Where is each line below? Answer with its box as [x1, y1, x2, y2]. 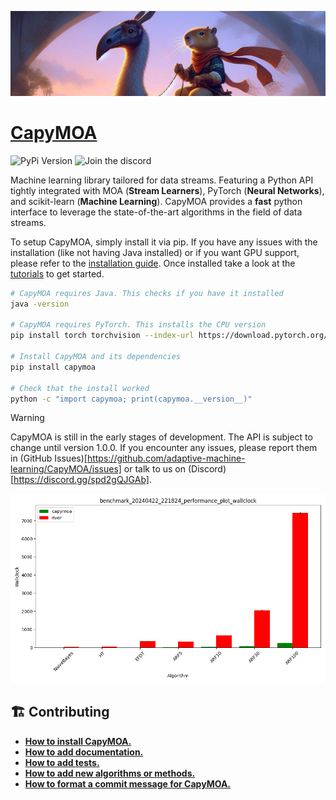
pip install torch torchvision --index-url [10, 331, 195, 341]
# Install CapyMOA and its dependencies [10, 352, 182, 362]
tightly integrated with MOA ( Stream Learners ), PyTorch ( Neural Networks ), [10, 184, 325, 196]
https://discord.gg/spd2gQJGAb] [13, 474, 150, 486]
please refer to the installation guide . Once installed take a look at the [10, 257, 296, 269]
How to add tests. [24, 756, 100, 768]
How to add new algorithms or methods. [24, 767, 196, 779]
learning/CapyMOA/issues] [10, 463, 122, 475]
